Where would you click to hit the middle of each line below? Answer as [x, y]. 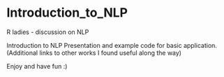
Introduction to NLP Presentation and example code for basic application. [112, 45]
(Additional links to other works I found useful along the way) [94, 53]
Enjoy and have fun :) [37, 66]
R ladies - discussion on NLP [48, 32]
